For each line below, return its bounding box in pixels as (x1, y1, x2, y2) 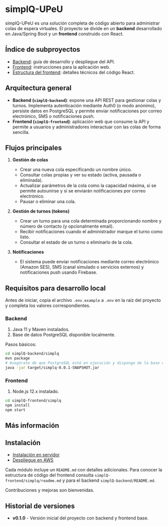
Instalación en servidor (12, 452, 60, 458)
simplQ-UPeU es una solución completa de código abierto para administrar (5, 20, 160, 26)
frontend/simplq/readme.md (5, 478, 61, 483)
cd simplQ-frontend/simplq (5, 398, 61, 403)
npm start (5, 408, 26, 413)
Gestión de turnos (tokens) (12, 208, 70, 214)
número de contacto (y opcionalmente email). (19, 223, 114, 229)
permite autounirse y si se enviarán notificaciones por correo (19, 188, 146, 194)
